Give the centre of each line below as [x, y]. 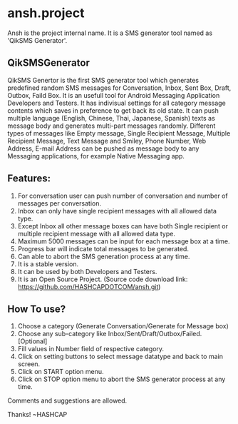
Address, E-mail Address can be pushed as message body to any [103, 148]
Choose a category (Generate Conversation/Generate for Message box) [123, 326]
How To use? [37, 309]
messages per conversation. [59, 203]
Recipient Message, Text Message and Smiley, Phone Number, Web [107, 141]
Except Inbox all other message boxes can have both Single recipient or [123, 226]
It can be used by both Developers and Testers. [87, 271]
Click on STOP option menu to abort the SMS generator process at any [121, 379]
